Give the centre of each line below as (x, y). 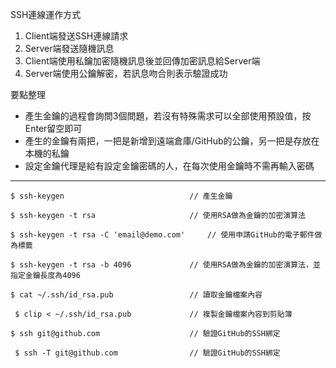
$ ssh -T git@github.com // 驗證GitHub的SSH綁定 (147, 353)
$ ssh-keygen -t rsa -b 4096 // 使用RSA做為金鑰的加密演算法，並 (165, 265)
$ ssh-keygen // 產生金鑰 (121, 196)
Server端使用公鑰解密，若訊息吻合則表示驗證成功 (126, 73)
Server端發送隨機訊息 (69, 48)
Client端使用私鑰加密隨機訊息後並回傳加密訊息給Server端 (142, 61)
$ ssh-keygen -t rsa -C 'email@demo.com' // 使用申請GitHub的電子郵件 (162, 235)
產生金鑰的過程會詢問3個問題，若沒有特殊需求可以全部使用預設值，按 (168, 116)
